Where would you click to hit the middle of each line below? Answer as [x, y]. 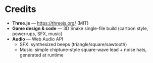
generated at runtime [41, 55]
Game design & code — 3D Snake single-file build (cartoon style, [80, 28]
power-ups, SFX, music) [37, 33]
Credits [20, 9]
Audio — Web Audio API [38, 39]
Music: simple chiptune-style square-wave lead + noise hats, [83, 49]
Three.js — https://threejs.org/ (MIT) [50, 23]
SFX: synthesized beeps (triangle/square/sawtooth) [73, 44]
